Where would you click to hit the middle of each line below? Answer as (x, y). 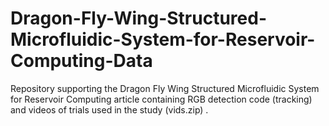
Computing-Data (81, 61)
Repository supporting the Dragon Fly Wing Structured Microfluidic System (165, 88)
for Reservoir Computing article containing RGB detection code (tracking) (161, 99)
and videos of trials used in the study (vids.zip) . (109, 109)
